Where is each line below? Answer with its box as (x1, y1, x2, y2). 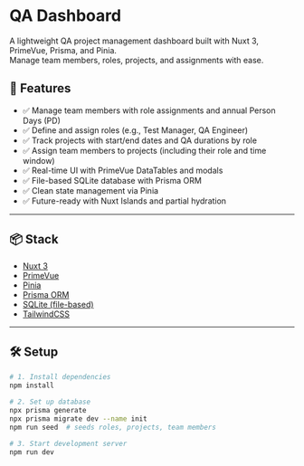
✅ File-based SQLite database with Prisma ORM (22, 175, 202, 185)
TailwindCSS (22, 309, 71, 319)
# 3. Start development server (9, 439, 128, 448)
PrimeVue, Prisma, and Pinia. (9, 44, 118, 55)
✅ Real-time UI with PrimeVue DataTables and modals (22, 165, 223, 176)
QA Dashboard (9, 5, 122, 26)
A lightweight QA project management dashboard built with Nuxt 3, (9, 35, 260, 46)
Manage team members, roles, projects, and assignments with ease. (9, 54, 264, 65)
